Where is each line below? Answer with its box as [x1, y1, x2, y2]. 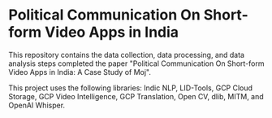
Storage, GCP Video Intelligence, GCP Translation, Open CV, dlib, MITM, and [8, 91, 264, 101]
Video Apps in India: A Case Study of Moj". [8, 67, 152, 76]
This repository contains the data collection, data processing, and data [8, 50, 245, 59]
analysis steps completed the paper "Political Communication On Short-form [8, 59, 265, 68]
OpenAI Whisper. [8, 100, 66, 110]
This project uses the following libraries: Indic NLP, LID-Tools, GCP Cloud [8, 83, 253, 93]
